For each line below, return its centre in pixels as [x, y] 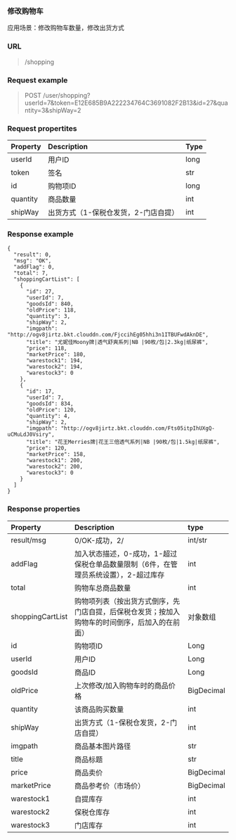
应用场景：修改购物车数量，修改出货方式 [66, 28]
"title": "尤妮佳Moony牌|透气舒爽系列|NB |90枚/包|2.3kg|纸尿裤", [117, 343]
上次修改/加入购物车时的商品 [122, 685]
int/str [198, 540]
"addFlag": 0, [34, 267]
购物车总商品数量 [103, 587]
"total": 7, [31, 273]
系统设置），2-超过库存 [127, 575]
